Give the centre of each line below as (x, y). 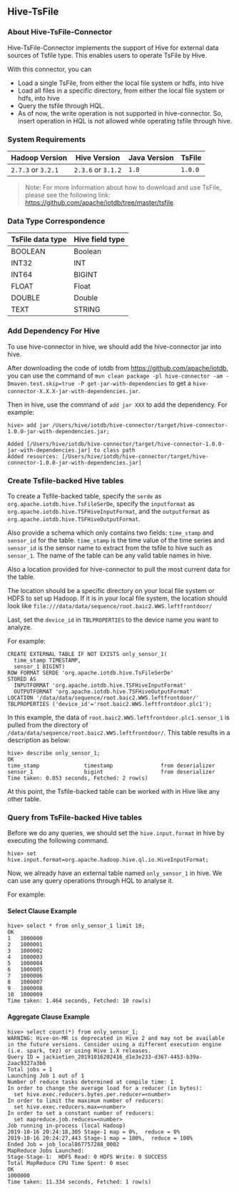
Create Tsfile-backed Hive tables (66, 480)
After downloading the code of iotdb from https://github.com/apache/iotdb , (118, 368)
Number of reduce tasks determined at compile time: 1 (91, 1082)
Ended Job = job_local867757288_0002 (63, 1144)
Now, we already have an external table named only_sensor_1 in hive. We (115, 873)
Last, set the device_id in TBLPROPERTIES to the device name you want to (113, 620)
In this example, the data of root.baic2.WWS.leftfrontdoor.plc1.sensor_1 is (118, 717)
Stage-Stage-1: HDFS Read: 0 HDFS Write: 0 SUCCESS (87, 1157)
